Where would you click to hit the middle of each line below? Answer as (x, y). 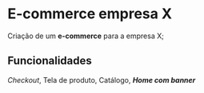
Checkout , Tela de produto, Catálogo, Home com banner (102, 79)
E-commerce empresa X (90, 14)
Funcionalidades (50, 61)
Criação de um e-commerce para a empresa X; (86, 36)
